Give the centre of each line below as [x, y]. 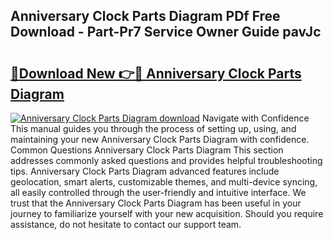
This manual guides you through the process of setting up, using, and [153, 128]
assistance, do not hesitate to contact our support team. [126, 224]
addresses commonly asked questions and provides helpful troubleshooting [166, 160]
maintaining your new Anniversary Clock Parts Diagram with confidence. [160, 139]
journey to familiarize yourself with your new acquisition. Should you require [167, 213]
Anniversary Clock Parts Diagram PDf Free [145, 16]
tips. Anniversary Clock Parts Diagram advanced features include [145, 171]
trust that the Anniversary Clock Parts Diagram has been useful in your [156, 203]
